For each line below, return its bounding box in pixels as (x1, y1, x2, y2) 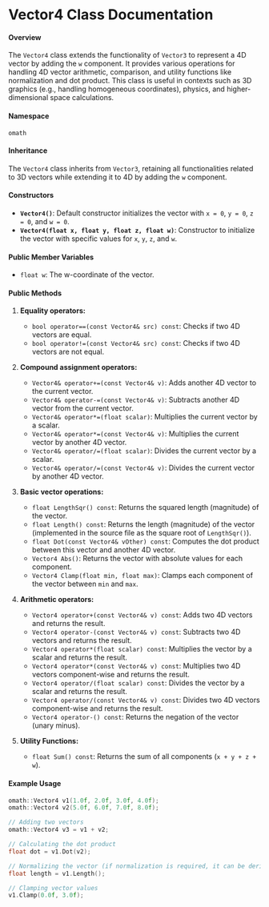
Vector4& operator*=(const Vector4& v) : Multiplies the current (31, 429, 239, 439)
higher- (227, 84, 251, 94)
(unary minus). (31, 720, 81, 730)
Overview (8, 32, 42, 42)
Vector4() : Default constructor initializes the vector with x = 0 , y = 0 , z (19, 208, 254, 218)
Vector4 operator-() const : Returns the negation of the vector (31, 712, 239, 722)
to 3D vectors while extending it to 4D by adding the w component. (8, 172, 227, 182)
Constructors (8, 191, 54, 200)
